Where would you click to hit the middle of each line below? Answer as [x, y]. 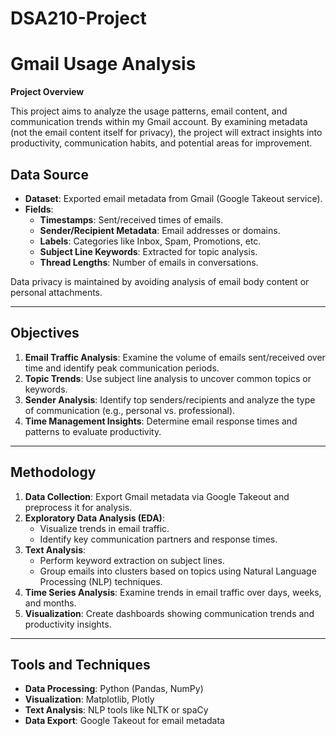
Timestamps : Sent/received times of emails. [131, 219]
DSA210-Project [78, 18]
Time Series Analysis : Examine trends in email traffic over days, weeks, [173, 592]
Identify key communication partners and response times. [158, 539]
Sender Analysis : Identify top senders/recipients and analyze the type [170, 399]
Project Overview [47, 92]
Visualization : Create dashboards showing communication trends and [169, 613]
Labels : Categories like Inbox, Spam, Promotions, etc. [150, 241]
